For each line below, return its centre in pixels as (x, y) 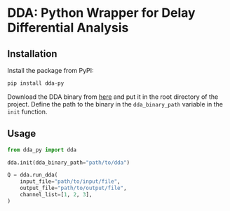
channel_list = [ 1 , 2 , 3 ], (56, 195)
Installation (32, 54)
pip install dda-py (36, 83)
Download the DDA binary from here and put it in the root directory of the (113, 97)
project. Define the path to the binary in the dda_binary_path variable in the (115, 104)
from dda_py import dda (42, 150)
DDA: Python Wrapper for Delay (101, 13)
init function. (27, 111)
